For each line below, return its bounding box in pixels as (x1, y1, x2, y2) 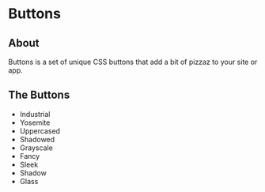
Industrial (19, 109, 51, 119)
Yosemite (19, 118, 51, 127)
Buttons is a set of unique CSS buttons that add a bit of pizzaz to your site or (8, 57, 258, 66)
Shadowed (19, 134, 55, 144)
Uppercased (19, 126, 61, 135)
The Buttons (8, 88, 70, 102)
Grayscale (19, 143, 53, 152)
